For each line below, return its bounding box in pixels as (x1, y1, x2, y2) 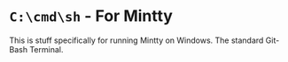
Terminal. (29, 44, 64, 54)
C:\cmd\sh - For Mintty (9, 6, 173, 26)
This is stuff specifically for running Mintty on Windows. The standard (9, 35, 264, 45)
